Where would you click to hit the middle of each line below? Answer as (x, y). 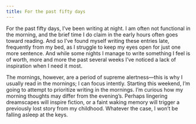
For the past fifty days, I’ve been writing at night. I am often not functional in (98, 28)
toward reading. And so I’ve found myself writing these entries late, (88, 41)
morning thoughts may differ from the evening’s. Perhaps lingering (87, 96)
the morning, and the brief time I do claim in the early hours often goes (92, 34)
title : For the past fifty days (46, 11)
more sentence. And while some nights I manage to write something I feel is (98, 53)
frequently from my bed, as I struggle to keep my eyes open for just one (94, 47)
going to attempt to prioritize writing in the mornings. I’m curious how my (95, 89)
